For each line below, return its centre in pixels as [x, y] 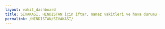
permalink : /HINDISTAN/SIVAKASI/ [39, 19]
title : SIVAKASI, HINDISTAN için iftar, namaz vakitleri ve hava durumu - [83, 14]
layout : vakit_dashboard [30, 10]
